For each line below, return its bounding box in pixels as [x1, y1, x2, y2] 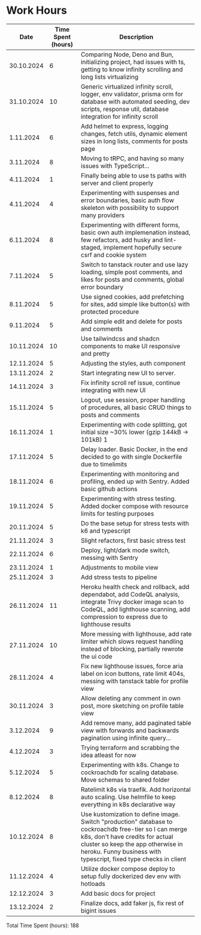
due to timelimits [80, 460, 127, 468]
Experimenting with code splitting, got [80, 420, 187, 428]
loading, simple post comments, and [80, 267, 182, 276]
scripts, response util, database [80, 105, 169, 113]
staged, [80, 243, 102, 251]
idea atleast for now [80, 751, 136, 759]
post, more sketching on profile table [80, 701, 184, 709]
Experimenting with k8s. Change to [80, 760, 179, 769]
